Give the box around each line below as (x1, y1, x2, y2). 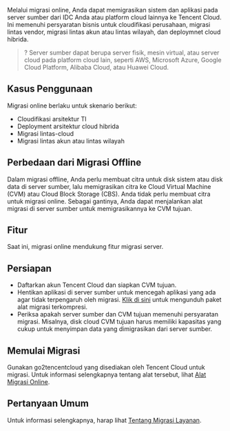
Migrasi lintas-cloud (17, 129, 74, 137)
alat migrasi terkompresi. (17, 303, 88, 311)
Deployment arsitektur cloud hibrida (17, 122, 119, 130)
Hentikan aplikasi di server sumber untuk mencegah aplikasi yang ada (17, 288, 216, 297)
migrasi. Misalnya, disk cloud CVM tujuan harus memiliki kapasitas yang (17, 317, 222, 326)
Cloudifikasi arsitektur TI (17, 114, 87, 123)
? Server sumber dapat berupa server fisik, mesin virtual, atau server (23, 48, 220, 57)
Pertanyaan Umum (7, 398, 90, 410)
